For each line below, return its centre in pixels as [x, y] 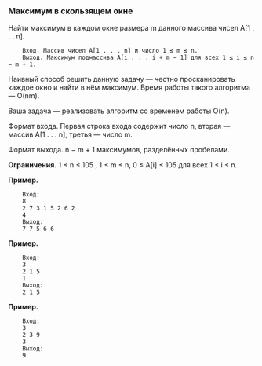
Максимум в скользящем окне [71, 11]
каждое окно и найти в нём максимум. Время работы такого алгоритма [129, 87]
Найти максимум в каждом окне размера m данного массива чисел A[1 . [131, 28]
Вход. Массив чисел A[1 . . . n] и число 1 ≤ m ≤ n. [110, 51]
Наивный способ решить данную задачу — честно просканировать [122, 79]
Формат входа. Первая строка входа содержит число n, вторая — [119, 126]
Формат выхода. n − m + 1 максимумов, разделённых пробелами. [119, 150]
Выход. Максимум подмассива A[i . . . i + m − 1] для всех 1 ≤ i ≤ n [138, 58]
